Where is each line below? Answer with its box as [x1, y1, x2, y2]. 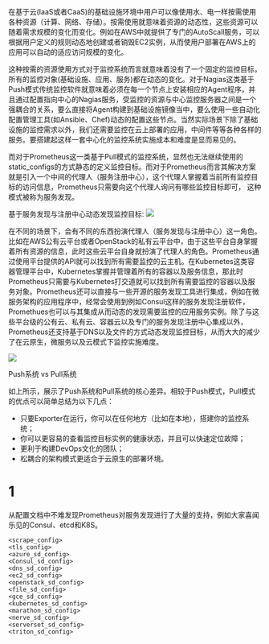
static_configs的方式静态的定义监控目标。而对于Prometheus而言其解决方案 [8, 162, 256, 171]
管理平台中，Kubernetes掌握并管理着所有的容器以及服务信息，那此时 [14, 266, 243, 276]
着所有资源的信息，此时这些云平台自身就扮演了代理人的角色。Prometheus [8, 246, 253, 256]
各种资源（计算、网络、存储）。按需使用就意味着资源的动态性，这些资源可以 [8, 17, 259, 27]
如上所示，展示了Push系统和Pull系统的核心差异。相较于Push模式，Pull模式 [8, 386, 255, 396]
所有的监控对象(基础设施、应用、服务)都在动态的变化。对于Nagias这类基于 [8, 75, 255, 84]
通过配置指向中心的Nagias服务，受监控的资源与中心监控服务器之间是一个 [14, 95, 257, 104]
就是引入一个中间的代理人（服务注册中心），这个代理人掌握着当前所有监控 [8, 172, 251, 181]
